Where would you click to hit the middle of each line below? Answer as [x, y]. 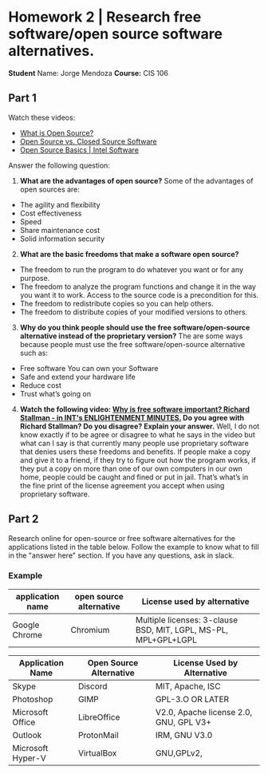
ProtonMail [99, 735]
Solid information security [62, 239]
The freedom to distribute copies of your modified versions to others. [134, 312]
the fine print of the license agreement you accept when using [122, 485]
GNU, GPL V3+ [183, 722]
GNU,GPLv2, [179, 752]
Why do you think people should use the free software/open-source [135, 327]
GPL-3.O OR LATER [192, 699]
